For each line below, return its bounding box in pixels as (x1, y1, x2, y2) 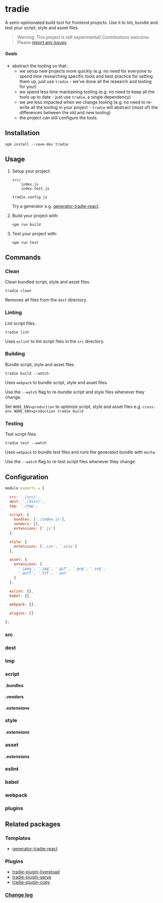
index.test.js (21, 186, 50, 191)
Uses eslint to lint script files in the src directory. (5, 338, 105, 344)
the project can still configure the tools (19, 115, 97, 121)
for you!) (19, 83, 37, 89)
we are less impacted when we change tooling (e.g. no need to (19, 99, 146, 105)
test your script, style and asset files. (5, 24, 79, 30)
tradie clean (5, 288, 32, 293)
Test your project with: (12, 230, 57, 236)
